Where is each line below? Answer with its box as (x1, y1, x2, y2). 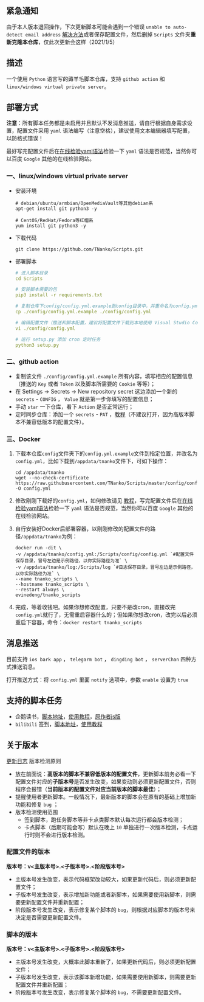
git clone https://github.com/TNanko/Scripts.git (15, 246, 144, 252)
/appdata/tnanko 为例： (20, 533, 78, 540)
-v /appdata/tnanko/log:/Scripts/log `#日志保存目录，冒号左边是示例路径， (15, 565, 195, 571)
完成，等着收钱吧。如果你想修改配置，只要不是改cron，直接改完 (15, 604, 176, 611)
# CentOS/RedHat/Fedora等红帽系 (15, 217, 93, 223)
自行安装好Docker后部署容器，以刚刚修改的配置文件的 (15, 525, 151, 532)
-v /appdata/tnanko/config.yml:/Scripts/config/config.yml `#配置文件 (15, 551, 194, 558)
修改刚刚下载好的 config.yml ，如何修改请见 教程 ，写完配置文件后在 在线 (15, 497, 193, 504)
